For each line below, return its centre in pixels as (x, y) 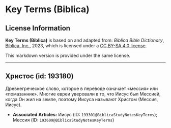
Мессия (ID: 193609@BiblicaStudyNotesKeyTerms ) (63, 120)
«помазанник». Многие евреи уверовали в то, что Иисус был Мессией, (83, 94)
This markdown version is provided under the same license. (68, 55)
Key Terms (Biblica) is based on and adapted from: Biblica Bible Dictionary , (85, 40)
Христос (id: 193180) (39, 76)
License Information (38, 28)
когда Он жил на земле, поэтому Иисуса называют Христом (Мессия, (82, 99)
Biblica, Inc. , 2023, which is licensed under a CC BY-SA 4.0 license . (76, 46)
